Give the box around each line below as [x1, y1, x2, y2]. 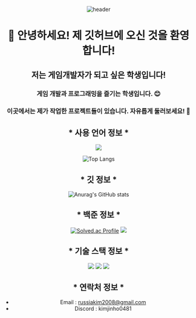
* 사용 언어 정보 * [68, 128, 129, 138]
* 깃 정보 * [80, 174, 117, 184]
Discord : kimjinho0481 [74, 305, 132, 313]
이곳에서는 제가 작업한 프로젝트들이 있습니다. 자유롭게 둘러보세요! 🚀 [7, 107, 191, 115]
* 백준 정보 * [76, 210, 121, 220]
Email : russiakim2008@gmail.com [60, 299, 146, 306]
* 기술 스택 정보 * [68, 246, 129, 256]
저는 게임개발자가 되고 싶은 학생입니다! [31, 70, 166, 80]
